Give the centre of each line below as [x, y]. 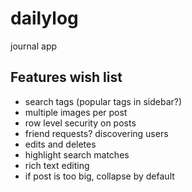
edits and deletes [60, 144]
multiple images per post [76, 112]
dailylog [44, 18]
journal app [34, 46]
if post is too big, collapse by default [99, 176]
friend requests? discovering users [96, 133]
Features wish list [66, 77]
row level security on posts [80, 123]
